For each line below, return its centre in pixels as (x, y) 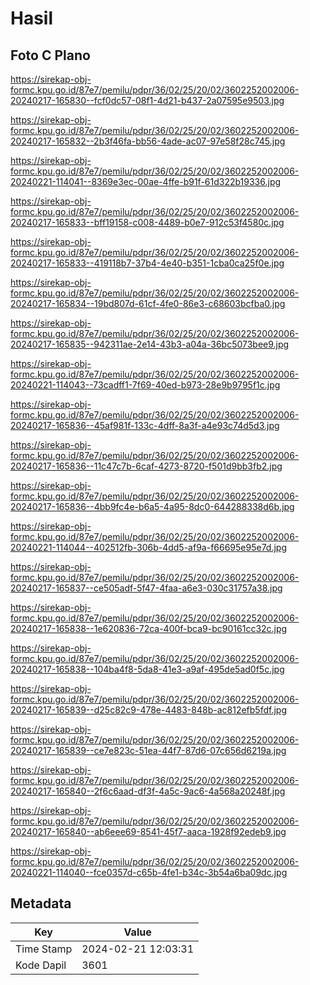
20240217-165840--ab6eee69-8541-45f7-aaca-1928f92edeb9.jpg (148, 831)
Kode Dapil (41, 965)
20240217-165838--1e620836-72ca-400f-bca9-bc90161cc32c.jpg (149, 628)
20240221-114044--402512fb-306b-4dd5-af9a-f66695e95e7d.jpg (149, 547)
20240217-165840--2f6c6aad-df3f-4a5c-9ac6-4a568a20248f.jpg (148, 791)
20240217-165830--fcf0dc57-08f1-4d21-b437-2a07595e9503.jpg (147, 100)
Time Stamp (44, 949)
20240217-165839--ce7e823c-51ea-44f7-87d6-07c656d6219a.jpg (148, 750)
